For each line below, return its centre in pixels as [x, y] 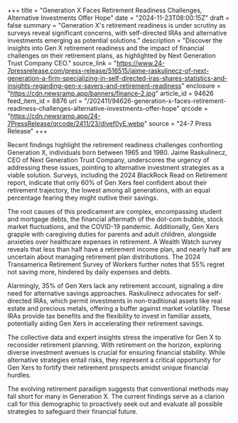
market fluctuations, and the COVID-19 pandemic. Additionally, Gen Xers [113, 226]
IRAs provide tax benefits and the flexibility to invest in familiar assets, [109, 316]
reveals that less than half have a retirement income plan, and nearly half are [119, 249]
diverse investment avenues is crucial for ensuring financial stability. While [117, 352]
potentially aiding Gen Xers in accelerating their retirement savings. [106, 323]
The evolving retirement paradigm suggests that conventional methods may [118, 389]
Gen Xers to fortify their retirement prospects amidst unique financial [108, 368]
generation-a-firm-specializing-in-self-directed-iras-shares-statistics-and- [118, 78]
